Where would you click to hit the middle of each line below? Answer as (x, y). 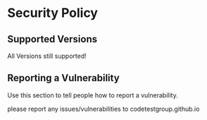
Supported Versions (52, 39)
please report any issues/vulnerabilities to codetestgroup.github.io (103, 109)
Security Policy (53, 13)
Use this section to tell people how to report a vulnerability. (93, 95)
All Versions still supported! (47, 56)
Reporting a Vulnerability (63, 78)
